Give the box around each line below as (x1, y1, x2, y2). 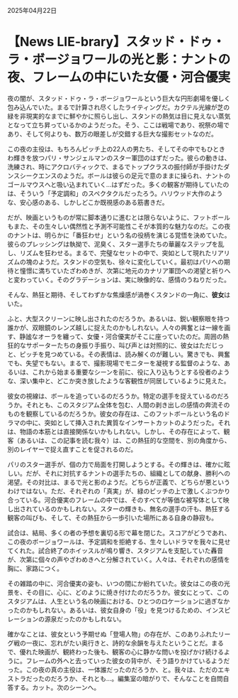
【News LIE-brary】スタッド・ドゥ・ (7, 34, 225, 50)
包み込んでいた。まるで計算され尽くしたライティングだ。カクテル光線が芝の (7, 102, 230, 112)
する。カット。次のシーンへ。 (13, 683, 101, 692)
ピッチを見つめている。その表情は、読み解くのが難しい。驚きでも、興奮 (19, 350, 231, 358)
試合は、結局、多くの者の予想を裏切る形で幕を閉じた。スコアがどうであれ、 (7, 528, 231, 537)
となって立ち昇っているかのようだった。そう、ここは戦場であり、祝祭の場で (7, 120, 230, 129)
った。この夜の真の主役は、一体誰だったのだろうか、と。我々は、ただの (7, 665, 218, 674)
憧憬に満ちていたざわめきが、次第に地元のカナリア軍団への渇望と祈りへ (19, 266, 231, 275)
